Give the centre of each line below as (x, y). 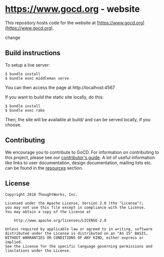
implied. (14, 242)
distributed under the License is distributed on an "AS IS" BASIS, (77, 234)
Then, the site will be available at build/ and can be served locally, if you (78, 119)
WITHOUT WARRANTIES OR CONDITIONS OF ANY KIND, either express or (74, 238)
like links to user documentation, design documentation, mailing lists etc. (79, 163)
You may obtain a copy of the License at (48, 212)
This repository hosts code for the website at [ (52, 23)
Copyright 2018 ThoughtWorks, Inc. (41, 195)
